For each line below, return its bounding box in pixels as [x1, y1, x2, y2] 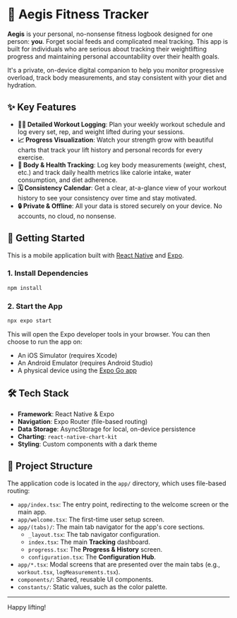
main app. [17, 507, 47, 516]
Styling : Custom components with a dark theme [17, 440, 157, 448]
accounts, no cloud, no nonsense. [17, 212, 116, 220]
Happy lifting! [7, 602, 47, 611]
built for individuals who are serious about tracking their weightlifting [7, 44, 207, 53]
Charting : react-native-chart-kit [17, 432, 118, 440]
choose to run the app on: [7, 337, 83, 346]
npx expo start [7, 317, 52, 325]
